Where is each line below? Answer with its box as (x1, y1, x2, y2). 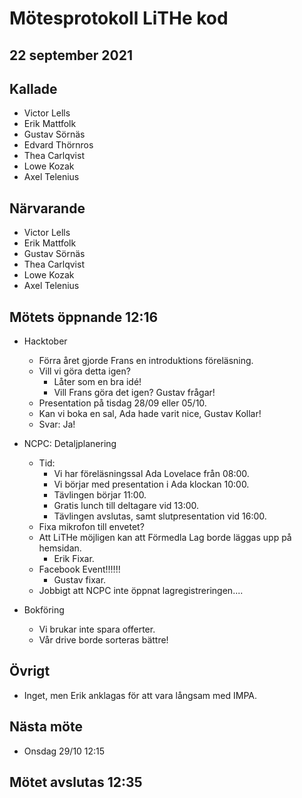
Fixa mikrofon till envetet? (38, 521, 145, 533)
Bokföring (23, 604, 65, 616)
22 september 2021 (9, 47, 134, 64)
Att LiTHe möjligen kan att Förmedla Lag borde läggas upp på (38, 532, 292, 544)
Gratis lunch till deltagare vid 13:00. (53, 500, 200, 512)
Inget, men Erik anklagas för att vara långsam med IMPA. (23, 689, 258, 701)
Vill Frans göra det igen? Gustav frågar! (53, 387, 216, 399)
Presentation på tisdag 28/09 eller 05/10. (38, 397, 207, 409)
